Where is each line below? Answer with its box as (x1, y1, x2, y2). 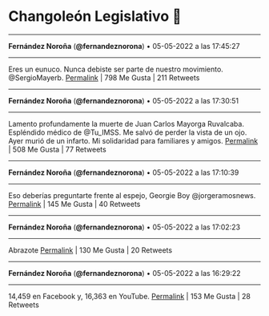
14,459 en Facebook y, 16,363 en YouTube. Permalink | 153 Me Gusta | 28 (8, 291, 251, 301)
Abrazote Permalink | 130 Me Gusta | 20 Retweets (8, 245, 173, 255)
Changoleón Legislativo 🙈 (8, 7, 182, 26)
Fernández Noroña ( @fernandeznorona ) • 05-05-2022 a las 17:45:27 (8, 41, 240, 51)
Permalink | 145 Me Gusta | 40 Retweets (8, 199, 141, 209)
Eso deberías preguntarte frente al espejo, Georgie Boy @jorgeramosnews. (8, 190, 256, 200)
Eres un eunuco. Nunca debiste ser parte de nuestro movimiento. (8, 64, 224, 74)
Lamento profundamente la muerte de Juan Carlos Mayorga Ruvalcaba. (8, 119, 244, 128)
